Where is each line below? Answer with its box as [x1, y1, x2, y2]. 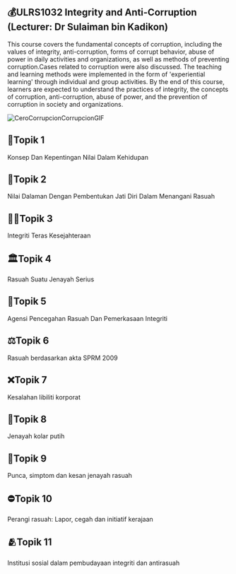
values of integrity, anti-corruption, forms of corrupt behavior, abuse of [7, 47, 214, 56]
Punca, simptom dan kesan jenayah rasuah [7, 471, 133, 480]
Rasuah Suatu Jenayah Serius [7, 275, 95, 283]
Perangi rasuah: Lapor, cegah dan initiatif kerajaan [7, 515, 153, 523]
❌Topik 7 [7, 374, 47, 386]
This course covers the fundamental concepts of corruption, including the [7, 40, 223, 48]
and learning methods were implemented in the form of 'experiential [7, 70, 206, 78]
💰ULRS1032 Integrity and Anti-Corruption [7, 6, 197, 18]
